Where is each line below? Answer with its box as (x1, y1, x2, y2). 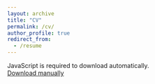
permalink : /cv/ (7, 23, 54, 30)
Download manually (7, 69, 64, 77)
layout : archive (7, 10, 54, 17)
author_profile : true (7, 29, 71, 37)
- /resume (13, 42, 42, 49)
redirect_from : (7, 36, 52, 43)
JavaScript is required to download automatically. (7, 62, 149, 69)
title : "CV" (7, 17, 42, 24)
